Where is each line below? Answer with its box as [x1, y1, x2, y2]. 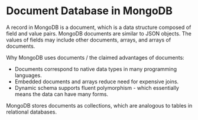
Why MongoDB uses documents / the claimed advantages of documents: [6, 54, 184, 61]
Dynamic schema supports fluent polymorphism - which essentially [14, 84, 179, 91]
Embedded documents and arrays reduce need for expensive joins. [14, 78, 179, 85]
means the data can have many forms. [14, 90, 108, 98]
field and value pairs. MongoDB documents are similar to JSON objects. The [6, 30, 192, 37]
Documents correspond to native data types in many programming [14, 65, 177, 72]
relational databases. [6, 108, 57, 115]
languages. [14, 72, 43, 79]
